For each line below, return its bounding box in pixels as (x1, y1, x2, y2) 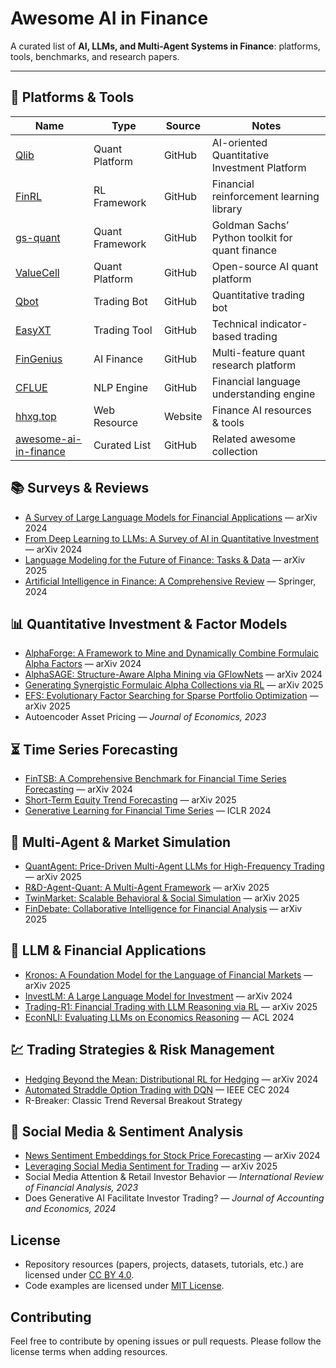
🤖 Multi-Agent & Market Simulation (10, 833, 232, 851)
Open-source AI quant (211, 259, 319, 273)
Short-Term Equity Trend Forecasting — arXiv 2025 (24, 794, 237, 806)
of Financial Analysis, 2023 (24, 1182, 139, 1194)
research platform (211, 358, 297, 372)
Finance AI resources (211, 403, 312, 417)
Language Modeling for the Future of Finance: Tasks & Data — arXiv (24, 553, 306, 566)
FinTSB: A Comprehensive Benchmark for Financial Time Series (24, 773, 287, 785)
